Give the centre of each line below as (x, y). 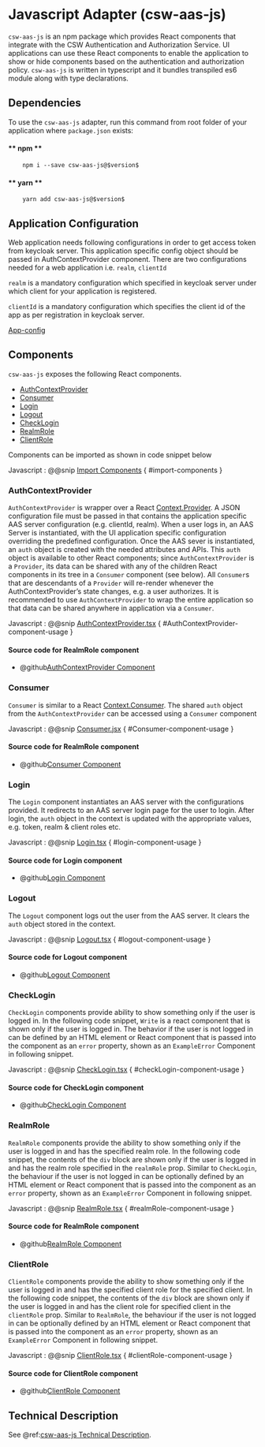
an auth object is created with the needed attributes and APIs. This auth (124, 550)
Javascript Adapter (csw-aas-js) (117, 15)
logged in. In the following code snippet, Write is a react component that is (129, 1021)
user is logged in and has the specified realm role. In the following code (124, 1151)
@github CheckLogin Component (73, 1105)
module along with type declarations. (68, 78)
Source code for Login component (65, 860)
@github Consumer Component (70, 764)
